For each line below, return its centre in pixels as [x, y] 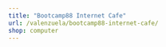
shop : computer [34, 30]
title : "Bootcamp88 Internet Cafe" [67, 16]
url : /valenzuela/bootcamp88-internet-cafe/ [83, 23]
